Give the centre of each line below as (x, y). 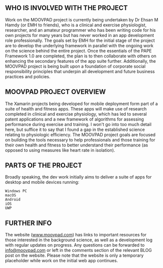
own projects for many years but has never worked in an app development (80, 35)
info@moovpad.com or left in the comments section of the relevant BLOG (79, 250)
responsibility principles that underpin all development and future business (80, 71)
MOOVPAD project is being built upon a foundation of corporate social (75, 66)
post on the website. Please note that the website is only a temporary (74, 255)
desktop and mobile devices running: (42, 182)
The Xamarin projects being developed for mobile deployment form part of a (81, 104)
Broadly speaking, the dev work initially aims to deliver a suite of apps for (78, 177)
